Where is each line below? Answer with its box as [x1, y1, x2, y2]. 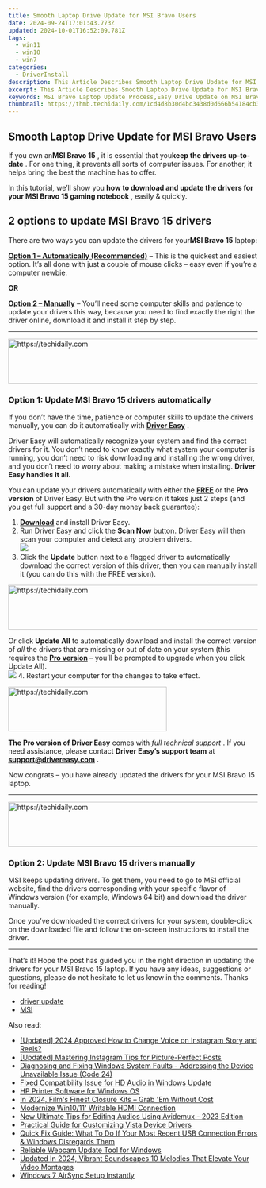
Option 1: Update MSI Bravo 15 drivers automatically [8, 394, 211, 405]
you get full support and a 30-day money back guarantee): [8, 502, 199, 512]
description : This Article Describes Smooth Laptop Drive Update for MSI [8, 78, 257, 86]
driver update [19, 997, 65, 1006]
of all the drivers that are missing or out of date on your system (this [8, 645, 230, 654]
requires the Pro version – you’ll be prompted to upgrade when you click [8, 653, 245, 663]
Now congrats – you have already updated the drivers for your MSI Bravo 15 [8, 770, 256, 780]
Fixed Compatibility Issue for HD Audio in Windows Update [19, 1078, 212, 1088]
